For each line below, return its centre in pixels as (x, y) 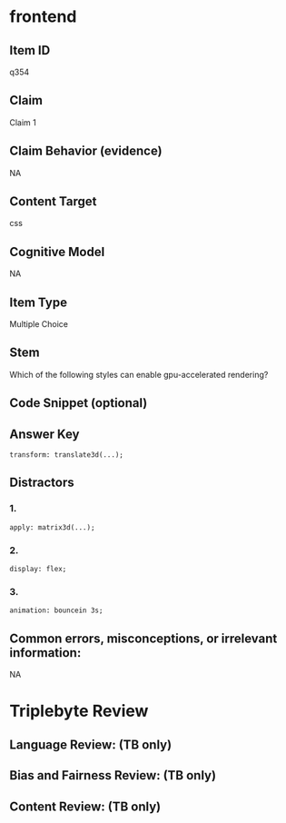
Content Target (53, 202)
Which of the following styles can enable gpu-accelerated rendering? (139, 374)
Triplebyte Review (79, 711)
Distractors (42, 483)
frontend (43, 17)
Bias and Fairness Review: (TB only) (113, 775)
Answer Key (44, 434)
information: (45, 653)
